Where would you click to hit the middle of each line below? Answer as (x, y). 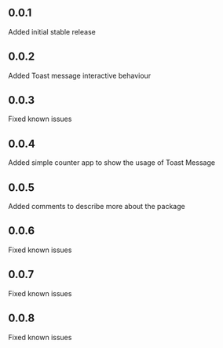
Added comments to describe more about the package (97, 207)
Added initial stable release (52, 31)
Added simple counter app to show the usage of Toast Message (112, 163)
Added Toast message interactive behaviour (80, 75)
